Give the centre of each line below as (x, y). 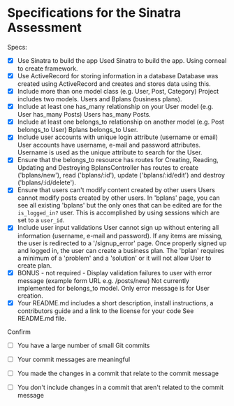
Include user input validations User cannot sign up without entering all (118, 228)
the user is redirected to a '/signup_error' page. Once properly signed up (122, 243)
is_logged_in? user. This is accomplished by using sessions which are (118, 213)
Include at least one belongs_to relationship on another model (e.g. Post (121, 122)
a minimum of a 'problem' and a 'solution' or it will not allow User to (114, 258)
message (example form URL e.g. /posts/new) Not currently (103, 280)
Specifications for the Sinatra (94, 13)
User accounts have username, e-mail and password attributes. (109, 145)
